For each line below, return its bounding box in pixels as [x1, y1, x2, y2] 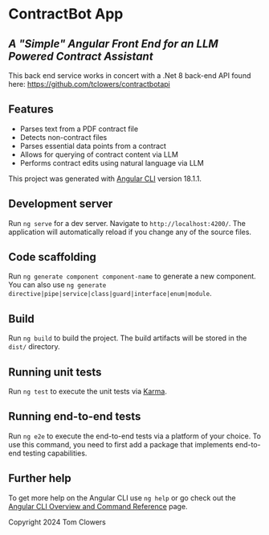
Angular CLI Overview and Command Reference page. [8, 501, 188, 511]
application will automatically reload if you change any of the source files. [8, 227, 251, 237]
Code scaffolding [8, 250, 96, 264]
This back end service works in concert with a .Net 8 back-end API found [8, 71, 251, 80]
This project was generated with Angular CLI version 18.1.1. [8, 174, 202, 183]
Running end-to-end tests [8, 409, 141, 423]
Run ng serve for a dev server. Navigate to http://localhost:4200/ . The [8, 218, 247, 228]
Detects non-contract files [19, 132, 108, 142]
